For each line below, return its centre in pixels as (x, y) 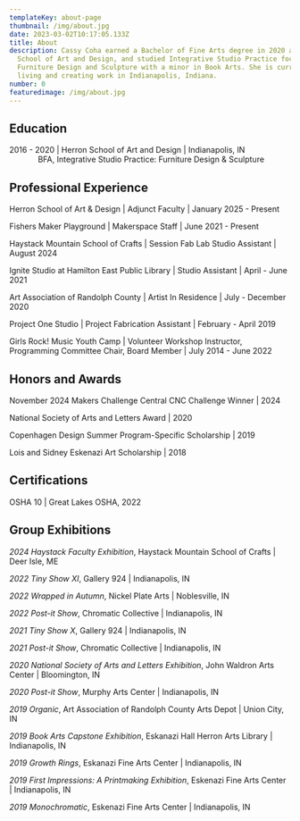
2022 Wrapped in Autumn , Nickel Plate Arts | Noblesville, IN (119, 596)
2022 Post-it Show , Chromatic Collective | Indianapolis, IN (116, 613)
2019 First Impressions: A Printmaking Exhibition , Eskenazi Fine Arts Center (148, 780)
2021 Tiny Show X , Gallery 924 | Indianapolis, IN (98, 630)
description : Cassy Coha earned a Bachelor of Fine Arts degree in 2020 (147, 51)
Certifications (49, 480)
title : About (33, 42)
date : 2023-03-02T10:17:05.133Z (69, 34)
